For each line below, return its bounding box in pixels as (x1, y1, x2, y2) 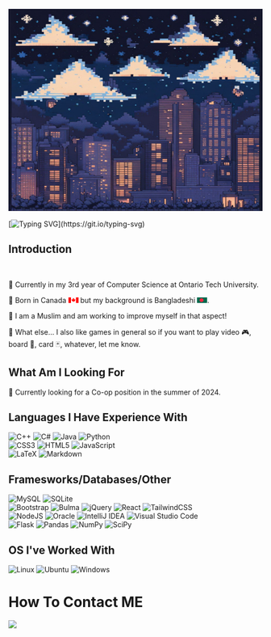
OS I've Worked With (8, 543, 115, 557)
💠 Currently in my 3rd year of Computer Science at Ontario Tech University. (8, 280, 260, 289)
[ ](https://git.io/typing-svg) (8, 219, 145, 229)
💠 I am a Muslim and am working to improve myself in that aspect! (8, 310, 227, 320)
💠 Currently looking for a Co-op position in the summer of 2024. (8, 387, 221, 397)
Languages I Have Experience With (8, 411, 188, 424)
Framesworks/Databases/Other (8, 472, 172, 486)
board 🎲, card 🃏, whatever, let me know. (8, 339, 141, 348)
